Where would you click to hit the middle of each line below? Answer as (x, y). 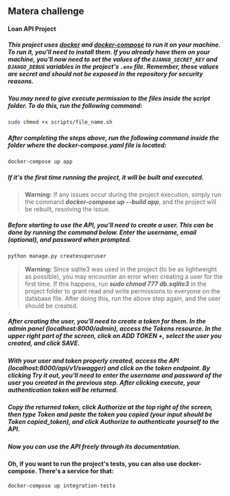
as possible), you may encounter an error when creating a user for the (124, 276)
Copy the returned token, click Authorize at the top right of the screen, (111, 407)
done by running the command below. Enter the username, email (102, 232)
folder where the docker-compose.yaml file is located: (87, 145)
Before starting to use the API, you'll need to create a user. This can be (111, 225)
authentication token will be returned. (63, 390)
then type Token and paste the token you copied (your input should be (110, 414)
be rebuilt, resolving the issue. (67, 210)
